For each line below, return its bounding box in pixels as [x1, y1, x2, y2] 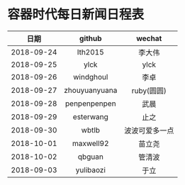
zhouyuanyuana [63, 85, 118, 95]
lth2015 [77, 47, 104, 57]
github [79, 33, 102, 43]
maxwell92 [72, 138, 109, 148]
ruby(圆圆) [131, 86, 167, 96]
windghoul [73, 72, 108, 82]
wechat [135, 33, 162, 43]
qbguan [77, 152, 104, 162]
